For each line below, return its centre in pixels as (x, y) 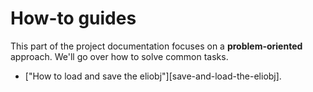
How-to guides (73, 18)
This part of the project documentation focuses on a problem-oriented (156, 46)
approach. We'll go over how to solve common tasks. (119, 56)
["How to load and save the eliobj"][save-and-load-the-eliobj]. (153, 76)
